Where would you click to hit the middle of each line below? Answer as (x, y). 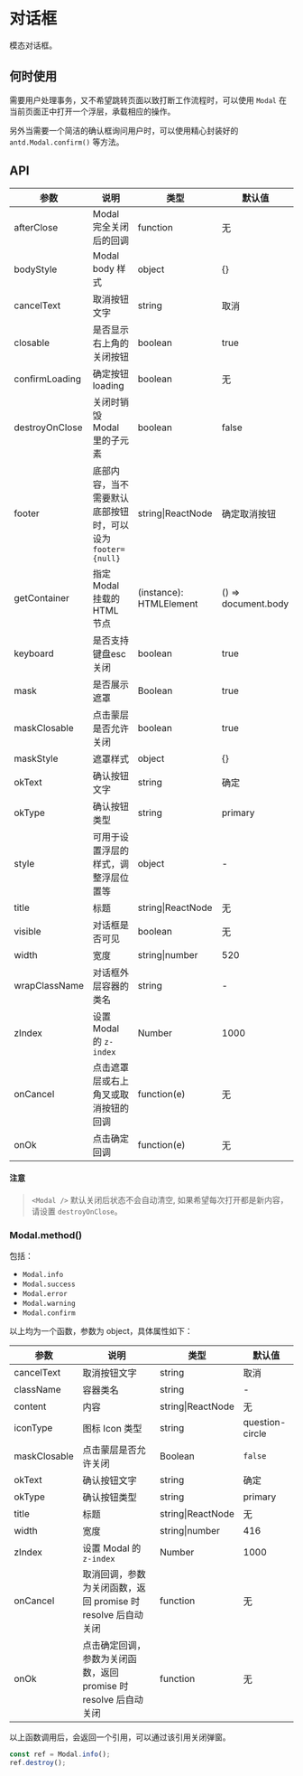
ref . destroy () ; (38, 1762)
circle (255, 1433)
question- (265, 1423)
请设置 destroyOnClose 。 (77, 1211)
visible (28, 931)
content (30, 1406)
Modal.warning (49, 1304)
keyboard (34, 653)
